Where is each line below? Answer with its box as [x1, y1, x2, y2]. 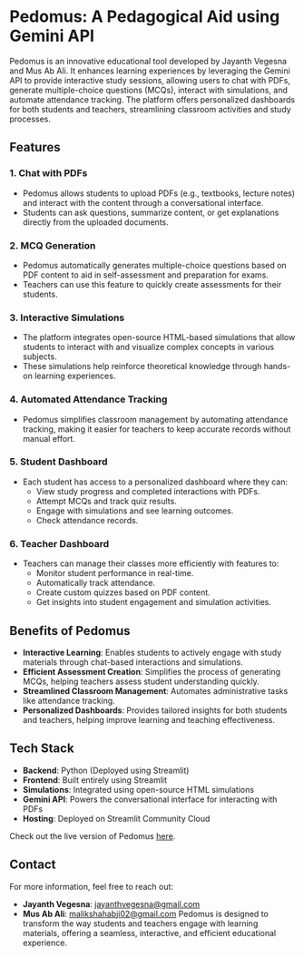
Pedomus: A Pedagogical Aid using [9, 6, 280, 27]
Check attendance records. [35, 514, 139, 525]
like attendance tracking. [22, 695, 115, 706]
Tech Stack [9, 741, 74, 757]
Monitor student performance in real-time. [35, 568, 194, 579]
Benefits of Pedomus [9, 623, 131, 639]
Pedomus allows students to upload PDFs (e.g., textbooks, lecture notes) [22, 188, 296, 199]
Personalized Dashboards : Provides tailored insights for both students [22, 705, 288, 716]
